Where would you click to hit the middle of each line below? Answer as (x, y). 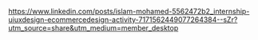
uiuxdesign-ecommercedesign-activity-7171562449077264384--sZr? (123, 20)
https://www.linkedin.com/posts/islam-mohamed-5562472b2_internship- (129, 11)
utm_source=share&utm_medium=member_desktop (93, 28)
